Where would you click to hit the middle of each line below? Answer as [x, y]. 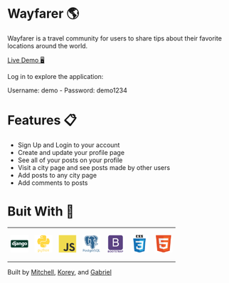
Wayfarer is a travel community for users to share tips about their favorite [115, 38]
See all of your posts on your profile [70, 160]
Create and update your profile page [71, 152]
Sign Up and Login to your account [69, 145]
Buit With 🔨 [41, 212]
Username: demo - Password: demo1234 [68, 90]
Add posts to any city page [57, 175]
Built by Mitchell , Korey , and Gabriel [60, 272]
